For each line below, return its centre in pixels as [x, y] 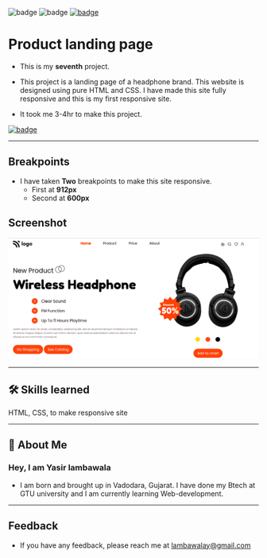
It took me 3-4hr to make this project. [81, 114]
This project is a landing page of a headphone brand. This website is [132, 81]
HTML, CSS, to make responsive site [68, 413]
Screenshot [38, 223]
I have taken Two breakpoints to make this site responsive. [116, 181]
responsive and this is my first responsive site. [96, 99]
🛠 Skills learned [49, 389]
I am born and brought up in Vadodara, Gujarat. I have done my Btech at [137, 485]
